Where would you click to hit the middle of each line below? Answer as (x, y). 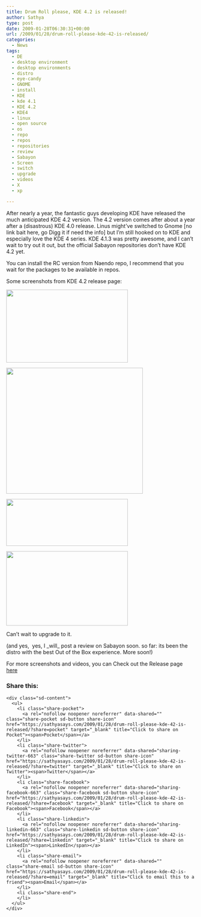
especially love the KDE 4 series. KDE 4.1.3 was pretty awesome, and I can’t (100, 239)
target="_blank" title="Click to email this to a (131, 877)
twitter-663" (22, 756)
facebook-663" (24, 793)
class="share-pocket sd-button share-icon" (61, 719)
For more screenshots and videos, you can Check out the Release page (94, 664)
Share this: (22, 685)
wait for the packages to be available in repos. (63, 269)
